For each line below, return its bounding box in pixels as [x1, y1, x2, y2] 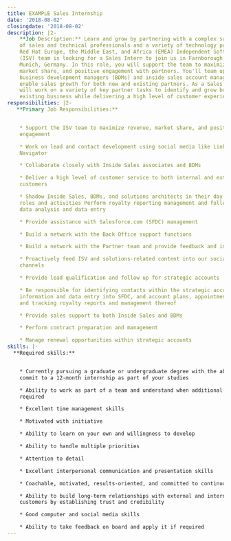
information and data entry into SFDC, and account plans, [19, 293, 192, 300]
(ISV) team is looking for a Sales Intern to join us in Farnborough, [19, 55, 226, 62]
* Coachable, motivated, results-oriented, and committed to [19, 480, 198, 487]
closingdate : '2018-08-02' [7, 23, 85, 30]
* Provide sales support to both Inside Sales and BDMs [19, 312, 184, 319]
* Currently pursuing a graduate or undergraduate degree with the [19, 368, 217, 375]
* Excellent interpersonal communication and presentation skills [19, 467, 214, 474]
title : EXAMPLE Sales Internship [7, 10, 103, 17]
